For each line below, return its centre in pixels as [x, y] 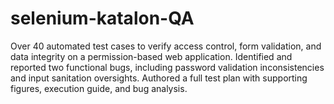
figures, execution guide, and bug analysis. [99, 88]
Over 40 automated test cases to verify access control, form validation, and [166, 46]
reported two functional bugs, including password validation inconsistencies [167, 67]
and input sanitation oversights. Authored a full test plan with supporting [159, 78]
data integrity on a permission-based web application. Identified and [151, 56]
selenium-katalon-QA [102, 18]
